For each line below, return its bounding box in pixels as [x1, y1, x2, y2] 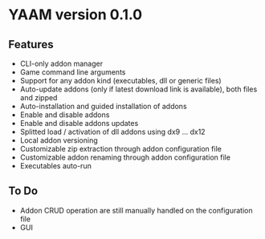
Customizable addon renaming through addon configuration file [19, 152, 231, 162]
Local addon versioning [19, 136, 98, 145]
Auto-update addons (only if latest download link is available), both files [19, 84, 258, 94]
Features [8, 38, 54, 51]
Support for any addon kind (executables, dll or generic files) [19, 76, 222, 85]
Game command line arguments [19, 67, 126, 77]
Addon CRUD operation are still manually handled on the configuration [19, 205, 253, 215]
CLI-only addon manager [19, 59, 103, 68]
